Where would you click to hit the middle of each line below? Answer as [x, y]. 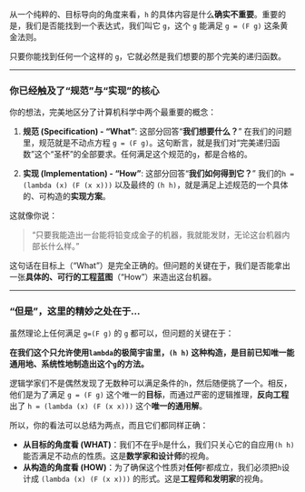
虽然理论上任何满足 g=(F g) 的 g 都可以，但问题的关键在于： [122, 333]
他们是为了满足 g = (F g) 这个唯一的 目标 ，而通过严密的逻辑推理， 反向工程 [149, 394]
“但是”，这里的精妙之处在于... [75, 311]
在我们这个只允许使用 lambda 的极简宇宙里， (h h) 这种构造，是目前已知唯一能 [152, 352]
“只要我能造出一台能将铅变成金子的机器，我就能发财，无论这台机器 [157, 235]
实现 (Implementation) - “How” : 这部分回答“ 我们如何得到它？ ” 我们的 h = [158, 174]
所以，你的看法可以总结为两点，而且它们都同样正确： [109, 425]
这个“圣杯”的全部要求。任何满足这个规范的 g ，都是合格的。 [143, 155]
